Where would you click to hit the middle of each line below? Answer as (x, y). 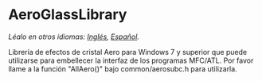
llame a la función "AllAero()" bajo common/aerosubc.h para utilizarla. (123, 68)
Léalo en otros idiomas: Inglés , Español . (74, 37)
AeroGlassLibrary (68, 15)
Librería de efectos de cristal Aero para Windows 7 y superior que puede (128, 52)
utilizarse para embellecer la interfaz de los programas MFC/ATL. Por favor (131, 60)
